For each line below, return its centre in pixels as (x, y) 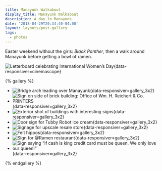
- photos (19, 38)
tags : (11, 33)
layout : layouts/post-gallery (36, 28)
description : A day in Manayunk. (40, 19)
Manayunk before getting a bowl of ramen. (49, 56)
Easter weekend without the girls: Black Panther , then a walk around (75, 51)
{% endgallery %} (24, 163)
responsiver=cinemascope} (33, 71)
